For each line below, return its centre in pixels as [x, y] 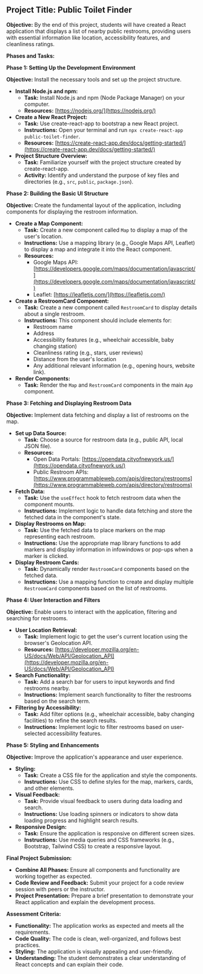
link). [39, 372]
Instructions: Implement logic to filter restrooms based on [97, 727]
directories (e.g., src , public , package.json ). [79, 181]
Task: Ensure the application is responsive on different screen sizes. [109, 833]
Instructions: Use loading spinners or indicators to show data [101, 813]
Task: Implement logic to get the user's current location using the [106, 636]
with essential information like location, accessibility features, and [88, 37]
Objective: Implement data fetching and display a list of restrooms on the [98, 415]
